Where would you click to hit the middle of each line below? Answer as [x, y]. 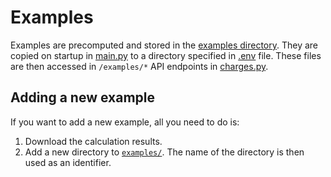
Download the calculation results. [93, 141]
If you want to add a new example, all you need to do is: [125, 122]
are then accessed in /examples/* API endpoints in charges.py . [139, 66]
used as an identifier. [68, 162]
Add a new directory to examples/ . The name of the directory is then [164, 152]
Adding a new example [82, 97]
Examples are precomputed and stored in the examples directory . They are [164, 45]
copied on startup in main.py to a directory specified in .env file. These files [166, 55]
